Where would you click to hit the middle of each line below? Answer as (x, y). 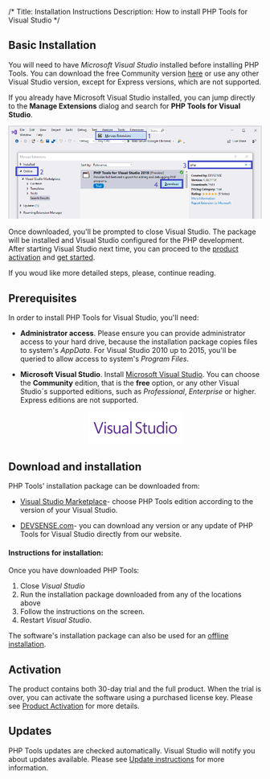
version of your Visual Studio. (69, 510)
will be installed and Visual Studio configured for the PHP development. (127, 240)
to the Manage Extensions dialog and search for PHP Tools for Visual (125, 106)
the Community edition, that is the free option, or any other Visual (129, 383)
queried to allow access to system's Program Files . (104, 359)
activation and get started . (52, 257)
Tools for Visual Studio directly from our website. (101, 534)
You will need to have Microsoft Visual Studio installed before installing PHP (134, 64)
